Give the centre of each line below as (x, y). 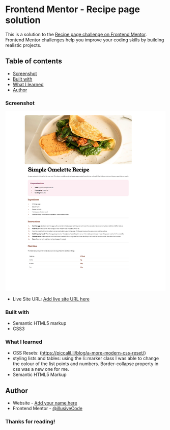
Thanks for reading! (30, 422)
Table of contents (34, 61)
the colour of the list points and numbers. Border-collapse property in (86, 364)
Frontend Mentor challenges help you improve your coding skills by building (85, 40)
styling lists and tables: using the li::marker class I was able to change (86, 359)
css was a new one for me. (41, 369)
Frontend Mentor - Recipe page (73, 9)
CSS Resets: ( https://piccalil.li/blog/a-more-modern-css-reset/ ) (79, 353)
